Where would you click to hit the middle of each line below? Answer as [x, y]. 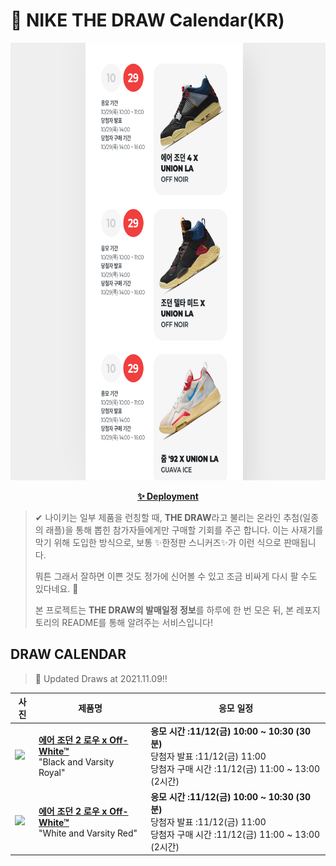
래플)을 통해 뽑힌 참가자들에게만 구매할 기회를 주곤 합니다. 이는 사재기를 [184, 530]
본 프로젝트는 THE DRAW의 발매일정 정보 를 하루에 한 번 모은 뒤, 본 [164, 610]
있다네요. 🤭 [56, 588]
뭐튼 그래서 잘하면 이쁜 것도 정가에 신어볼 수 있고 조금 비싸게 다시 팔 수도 [176, 576]
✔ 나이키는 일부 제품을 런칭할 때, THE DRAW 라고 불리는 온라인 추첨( [168, 517]
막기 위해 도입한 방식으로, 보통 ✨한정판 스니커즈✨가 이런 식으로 [158, 542]
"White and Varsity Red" [88, 833]
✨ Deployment [168, 496]
